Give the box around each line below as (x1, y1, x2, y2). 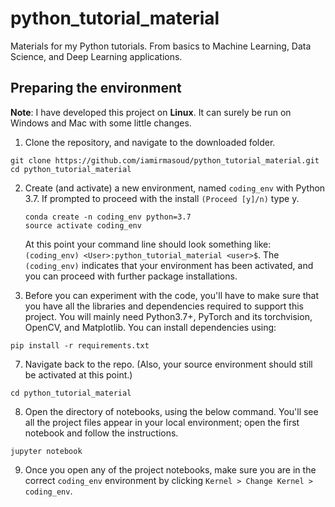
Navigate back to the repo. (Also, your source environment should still (24, 358, 313, 370)
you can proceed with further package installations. (24, 270, 238, 282)
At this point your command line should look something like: (24, 238, 272, 250)
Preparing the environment (10, 80, 182, 97)
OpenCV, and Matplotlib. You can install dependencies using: (24, 321, 277, 333)
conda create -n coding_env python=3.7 (24, 212, 192, 222)
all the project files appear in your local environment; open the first (24, 416, 300, 428)
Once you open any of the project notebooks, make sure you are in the (24, 463, 317, 476)
